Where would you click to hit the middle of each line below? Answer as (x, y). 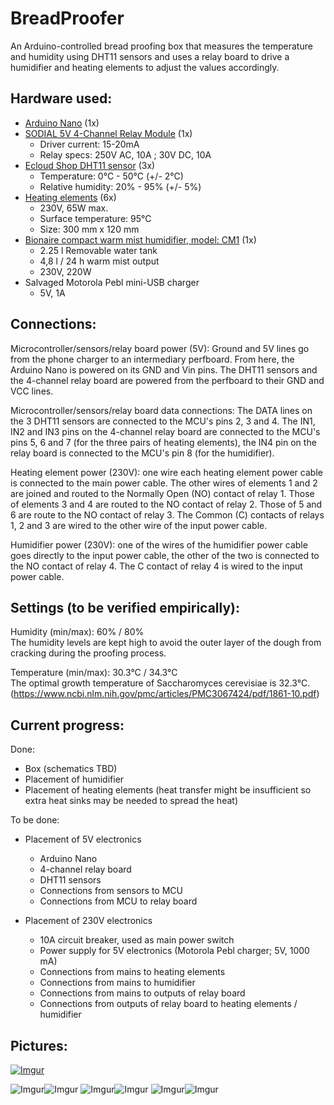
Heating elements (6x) (70, 197)
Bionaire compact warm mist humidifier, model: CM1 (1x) (140, 239)
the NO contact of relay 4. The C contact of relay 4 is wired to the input (156, 566)
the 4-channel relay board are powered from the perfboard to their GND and (167, 380)
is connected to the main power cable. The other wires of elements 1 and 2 (164, 483)
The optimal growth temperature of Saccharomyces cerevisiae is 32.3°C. (160, 683)
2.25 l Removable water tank (98, 250)
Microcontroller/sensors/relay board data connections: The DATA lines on (161, 410)
